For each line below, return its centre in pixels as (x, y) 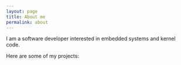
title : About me (26, 17)
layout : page (22, 11)
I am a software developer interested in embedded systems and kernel (91, 39)
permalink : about (27, 22)
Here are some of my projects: (43, 56)
